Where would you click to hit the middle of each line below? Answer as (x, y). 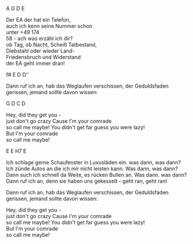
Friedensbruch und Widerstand (43, 57)
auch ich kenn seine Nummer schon (49, 26)
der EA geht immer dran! (36, 63)
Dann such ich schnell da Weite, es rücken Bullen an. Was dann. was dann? (96, 175)
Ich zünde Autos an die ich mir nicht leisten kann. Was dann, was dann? (92, 169)
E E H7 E (16, 151)
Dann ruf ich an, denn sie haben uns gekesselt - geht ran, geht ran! (87, 181)
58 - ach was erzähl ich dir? (39, 38)
